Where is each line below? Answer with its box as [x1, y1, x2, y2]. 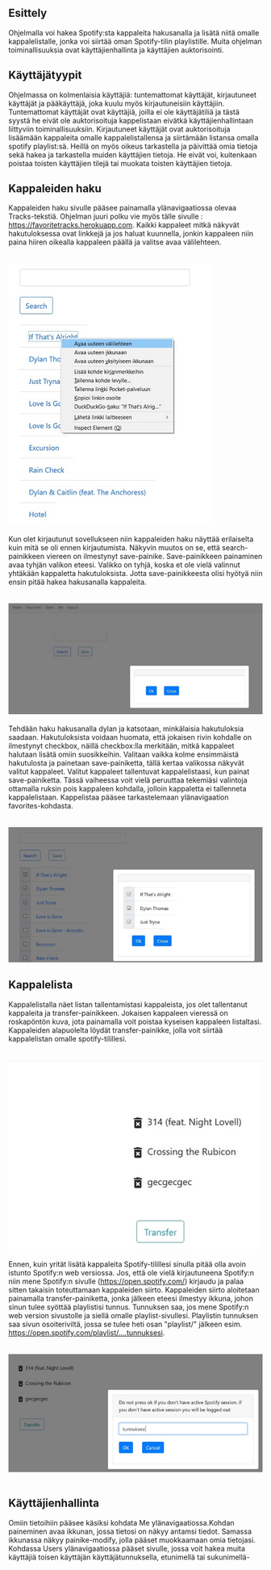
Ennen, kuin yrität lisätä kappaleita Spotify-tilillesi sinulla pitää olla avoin [8, 1259, 246, 1269]
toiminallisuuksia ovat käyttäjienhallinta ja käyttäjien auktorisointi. [8, 44, 224, 55]
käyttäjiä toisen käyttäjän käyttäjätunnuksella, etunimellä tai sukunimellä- [8, 1552, 250, 1562]
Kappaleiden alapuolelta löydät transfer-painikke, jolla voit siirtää [8, 1025, 223, 1035]
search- [221, 543, 248, 553]
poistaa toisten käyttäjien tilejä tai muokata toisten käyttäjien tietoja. [8, 158, 232, 168]
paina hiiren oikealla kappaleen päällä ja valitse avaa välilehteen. [8, 237, 222, 247]
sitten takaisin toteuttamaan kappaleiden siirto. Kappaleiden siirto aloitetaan [8, 1285, 260, 1295]
